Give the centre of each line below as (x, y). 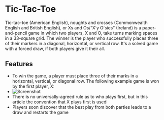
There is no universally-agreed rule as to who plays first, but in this (80, 96)
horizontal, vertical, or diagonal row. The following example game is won (85, 81)
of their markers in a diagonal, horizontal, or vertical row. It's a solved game (82, 43)
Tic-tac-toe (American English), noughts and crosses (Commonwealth (76, 23)
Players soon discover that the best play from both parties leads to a (82, 107)
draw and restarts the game (40, 112)
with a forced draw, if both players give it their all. (55, 48)
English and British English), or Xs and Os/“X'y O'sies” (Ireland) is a (73, 27)
